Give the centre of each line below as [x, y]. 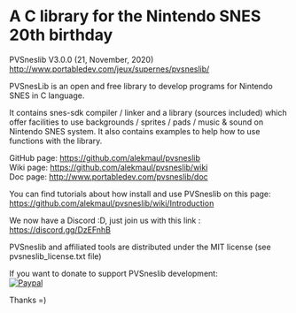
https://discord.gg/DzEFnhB [60, 229]
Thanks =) [28, 300]
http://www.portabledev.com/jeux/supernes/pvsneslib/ [109, 69]
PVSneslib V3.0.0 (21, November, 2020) [82, 59]
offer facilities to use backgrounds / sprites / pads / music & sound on [136, 122]
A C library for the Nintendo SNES [135, 16]
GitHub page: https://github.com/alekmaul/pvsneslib [105, 157]
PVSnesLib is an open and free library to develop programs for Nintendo [141, 86]
